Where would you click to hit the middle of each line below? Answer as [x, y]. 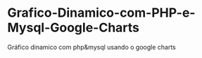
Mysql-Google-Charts [73, 28]
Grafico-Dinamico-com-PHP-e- [101, 13]
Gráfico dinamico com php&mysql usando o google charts [91, 47]
